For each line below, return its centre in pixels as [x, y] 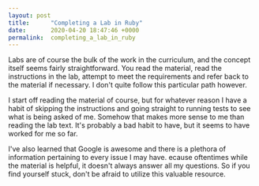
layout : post [30, 15]
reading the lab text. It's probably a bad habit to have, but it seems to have [129, 125]
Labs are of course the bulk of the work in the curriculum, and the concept [129, 60]
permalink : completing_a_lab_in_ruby [72, 37]
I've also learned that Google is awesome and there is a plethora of [117, 149]
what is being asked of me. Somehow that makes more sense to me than [126, 117]
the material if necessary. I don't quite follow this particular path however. [128, 85]
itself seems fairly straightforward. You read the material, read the [115, 69]
